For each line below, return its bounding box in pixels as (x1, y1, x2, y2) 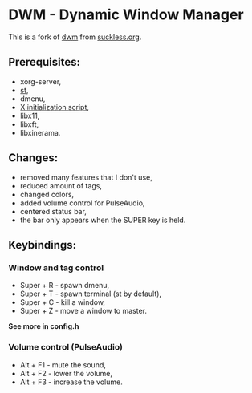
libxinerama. (19, 128, 61, 137)
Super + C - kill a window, (19, 298, 106, 307)
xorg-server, (19, 76, 62, 86)
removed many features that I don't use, (19, 172, 152, 182)
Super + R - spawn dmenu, (19, 281, 110, 290)
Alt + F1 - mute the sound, (19, 359, 107, 370)
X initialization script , (19, 102, 90, 111)
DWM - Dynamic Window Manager (8, 6, 244, 24)
